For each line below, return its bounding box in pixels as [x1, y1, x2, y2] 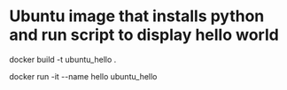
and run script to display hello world [9, 25, 279, 45]
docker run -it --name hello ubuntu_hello [9, 71, 158, 81]
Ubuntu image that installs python [9, 6, 265, 26]
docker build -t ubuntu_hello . [9, 54, 117, 64]
